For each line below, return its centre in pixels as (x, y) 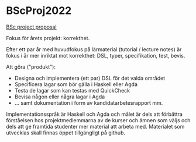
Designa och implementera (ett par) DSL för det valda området (90, 78)
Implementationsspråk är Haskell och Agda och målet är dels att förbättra (94, 114)
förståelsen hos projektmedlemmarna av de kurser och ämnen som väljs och (98, 120)
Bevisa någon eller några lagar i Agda (60, 97)
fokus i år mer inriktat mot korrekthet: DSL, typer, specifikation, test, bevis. (96, 55)
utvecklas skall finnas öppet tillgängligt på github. (66, 133)
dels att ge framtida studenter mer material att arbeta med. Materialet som (95, 126)
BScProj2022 (39, 11)
